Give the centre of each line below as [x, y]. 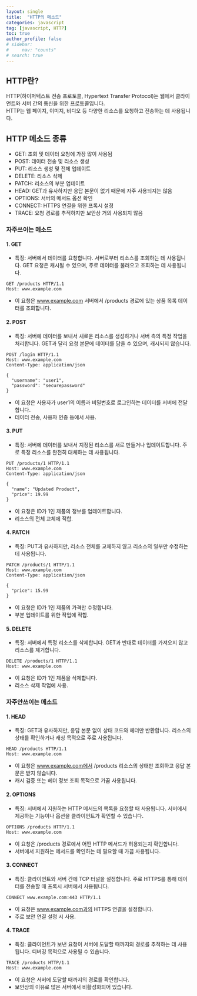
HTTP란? [23, 81]
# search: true [25, 55]
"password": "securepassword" [48, 385]
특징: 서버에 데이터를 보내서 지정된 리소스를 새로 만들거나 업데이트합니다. [98, 445]
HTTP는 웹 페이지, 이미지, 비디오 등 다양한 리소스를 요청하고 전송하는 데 [88, 111]
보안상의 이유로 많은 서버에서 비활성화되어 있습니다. [74, 987]
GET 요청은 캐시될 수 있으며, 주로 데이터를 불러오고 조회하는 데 [94, 266]
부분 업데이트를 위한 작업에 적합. [51, 615]
